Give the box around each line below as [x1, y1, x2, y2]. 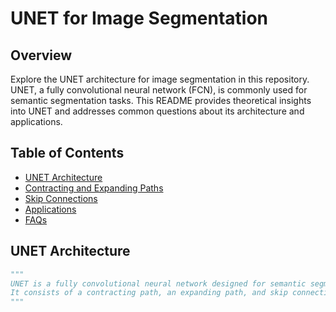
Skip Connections [24, 192, 98, 204]
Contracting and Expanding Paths [24, 182, 164, 194]
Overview [10, 47, 73, 64]
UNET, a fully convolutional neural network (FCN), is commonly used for [10, 84, 308, 96]
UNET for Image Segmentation [10, 7, 269, 30]
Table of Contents [10, 145, 125, 162]
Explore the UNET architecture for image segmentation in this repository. [10, 73, 310, 85]
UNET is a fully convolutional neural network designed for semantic [10, 278, 307, 289]
